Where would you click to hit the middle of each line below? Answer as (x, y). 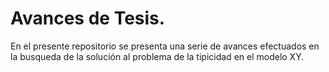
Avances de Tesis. (88, 18)
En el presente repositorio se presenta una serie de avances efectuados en (165, 46)
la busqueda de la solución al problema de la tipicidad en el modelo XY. (157, 56)
